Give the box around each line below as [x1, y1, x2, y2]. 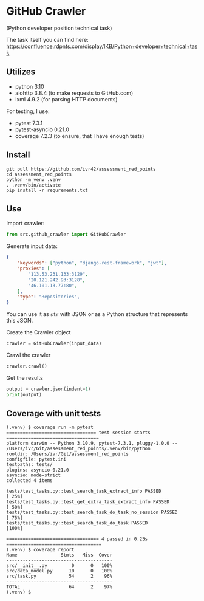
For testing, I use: [6, 108, 50, 115]
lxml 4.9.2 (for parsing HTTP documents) [15, 95, 118, 103]
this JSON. [6, 317, 33, 325]
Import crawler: [6, 220, 45, 227]
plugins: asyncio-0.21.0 [6, 467, 69, 473]
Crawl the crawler [6, 351, 51, 359]
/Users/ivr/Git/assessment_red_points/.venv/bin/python [6, 445, 151, 452]
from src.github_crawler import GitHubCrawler [6, 232, 126, 238]
